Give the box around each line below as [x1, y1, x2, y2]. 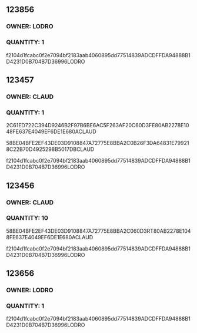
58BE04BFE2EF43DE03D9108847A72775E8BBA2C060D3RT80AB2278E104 [6, 227, 191, 235]
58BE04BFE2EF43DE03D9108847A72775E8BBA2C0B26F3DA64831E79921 [6, 140, 189, 147]
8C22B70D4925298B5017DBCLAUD [6, 146, 95, 153]
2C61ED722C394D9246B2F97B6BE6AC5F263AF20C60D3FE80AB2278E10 [6, 122, 189, 129]
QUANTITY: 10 [6, 214, 48, 222]
